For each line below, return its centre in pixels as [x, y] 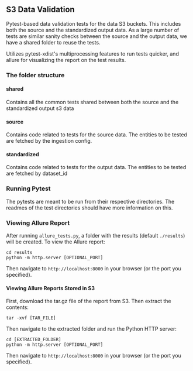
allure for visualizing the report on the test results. [66, 60]
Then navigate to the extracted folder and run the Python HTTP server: [91, 329]
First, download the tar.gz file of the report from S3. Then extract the [89, 301]
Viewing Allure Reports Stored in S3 [51, 288]
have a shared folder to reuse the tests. [53, 42]
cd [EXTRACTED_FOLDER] [34, 340]
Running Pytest [28, 188]
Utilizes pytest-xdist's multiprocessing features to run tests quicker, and [93, 54]
